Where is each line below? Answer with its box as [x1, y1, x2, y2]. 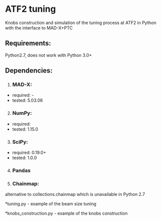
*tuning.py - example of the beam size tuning [5, 201, 96, 207]
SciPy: [12, 138, 28, 145]
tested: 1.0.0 [12, 155, 37, 161]
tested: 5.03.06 [12, 97, 43, 104]
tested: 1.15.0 [12, 126, 38, 132]
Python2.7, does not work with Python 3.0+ [5, 52, 92, 58]
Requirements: [5, 39, 51, 48]
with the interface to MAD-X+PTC [5, 25, 73, 30]
